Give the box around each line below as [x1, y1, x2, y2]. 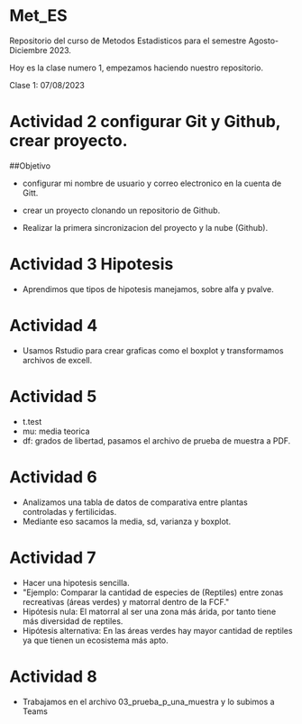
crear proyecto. [9, 131, 128, 151]
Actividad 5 [9, 386, 97, 407]
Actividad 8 [9, 666, 97, 686]
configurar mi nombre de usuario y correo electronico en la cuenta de [22, 178, 282, 188]
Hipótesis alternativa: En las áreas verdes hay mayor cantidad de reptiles [22, 625, 293, 636]
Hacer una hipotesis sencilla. [22, 577, 131, 588]
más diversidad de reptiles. [22, 615, 124, 627]
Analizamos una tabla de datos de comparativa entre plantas [22, 497, 248, 508]
